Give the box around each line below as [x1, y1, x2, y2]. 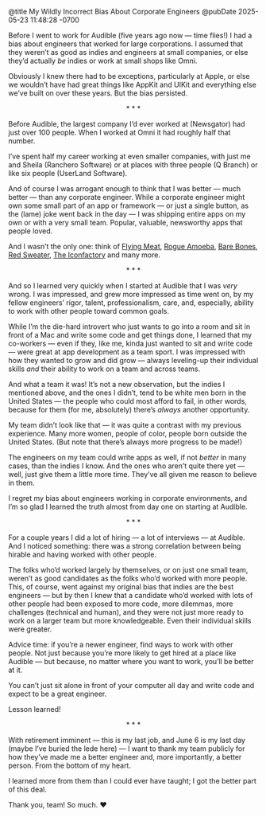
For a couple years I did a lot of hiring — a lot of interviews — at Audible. [8, 533, 245, 542]
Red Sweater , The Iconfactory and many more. [8, 250, 161, 260]
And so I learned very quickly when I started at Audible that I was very [8, 281, 238, 290]
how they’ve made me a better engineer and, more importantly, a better [8, 752, 242, 761]
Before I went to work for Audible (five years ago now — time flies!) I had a [8, 31, 253, 40]
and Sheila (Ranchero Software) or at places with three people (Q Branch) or [8, 160, 258, 170]
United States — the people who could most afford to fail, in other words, [8, 397, 248, 405]
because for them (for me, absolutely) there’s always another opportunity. [8, 405, 250, 414]
